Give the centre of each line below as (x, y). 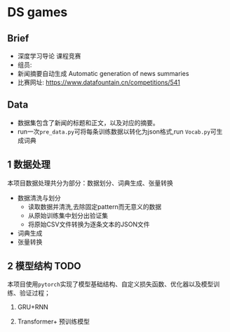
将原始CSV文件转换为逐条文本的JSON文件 (89, 224)
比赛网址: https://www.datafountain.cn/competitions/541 (99, 82)
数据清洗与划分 (39, 198)
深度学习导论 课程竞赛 (49, 56)
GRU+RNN (33, 307)
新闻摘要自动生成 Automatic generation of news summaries (103, 74)
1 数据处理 (29, 165)
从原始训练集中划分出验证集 (68, 215)
